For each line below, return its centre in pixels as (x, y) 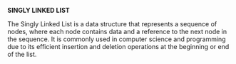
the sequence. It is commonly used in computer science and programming (117, 39)
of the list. (22, 54)
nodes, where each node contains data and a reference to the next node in (117, 32)
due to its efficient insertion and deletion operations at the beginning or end (118, 47)
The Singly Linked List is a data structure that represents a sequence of (112, 24)
